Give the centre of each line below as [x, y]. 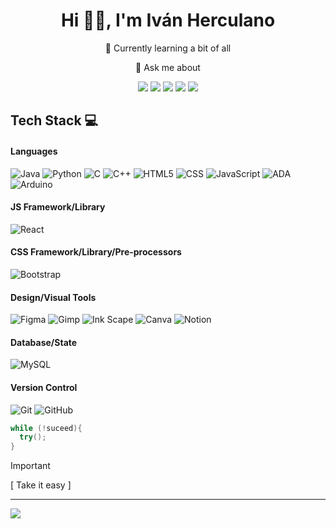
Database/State [44, 342]
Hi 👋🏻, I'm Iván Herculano [168, 20]
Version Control [44, 387]
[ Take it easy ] [41, 485]
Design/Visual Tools [53, 297]
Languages [34, 151]
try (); [33, 437]
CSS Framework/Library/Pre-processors [96, 252]
